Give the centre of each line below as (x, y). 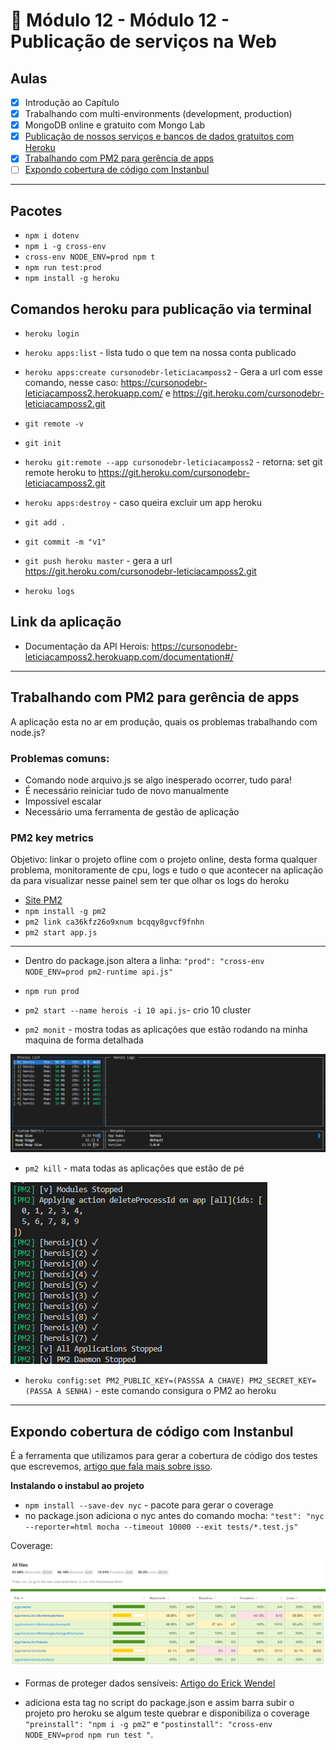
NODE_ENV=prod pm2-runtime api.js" (99, 972)
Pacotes (36, 210)
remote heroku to (60, 472)
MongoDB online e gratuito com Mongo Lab (115, 125)
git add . (45, 523)
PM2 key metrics (52, 837)
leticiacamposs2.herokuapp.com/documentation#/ (129, 656)
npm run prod (52, 992)
